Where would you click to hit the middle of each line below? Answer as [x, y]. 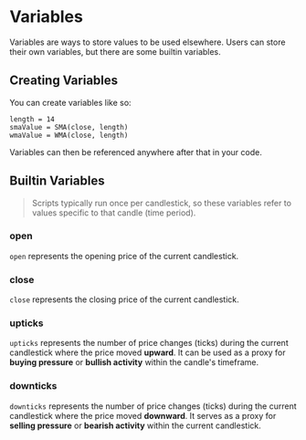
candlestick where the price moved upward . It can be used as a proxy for [148, 352]
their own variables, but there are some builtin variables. [115, 51]
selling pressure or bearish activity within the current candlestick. [136, 425]
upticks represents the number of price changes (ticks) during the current [149, 343]
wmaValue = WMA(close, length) [69, 135]
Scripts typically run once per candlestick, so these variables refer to [162, 203]
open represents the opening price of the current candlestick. [124, 256]
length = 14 [32, 119]
